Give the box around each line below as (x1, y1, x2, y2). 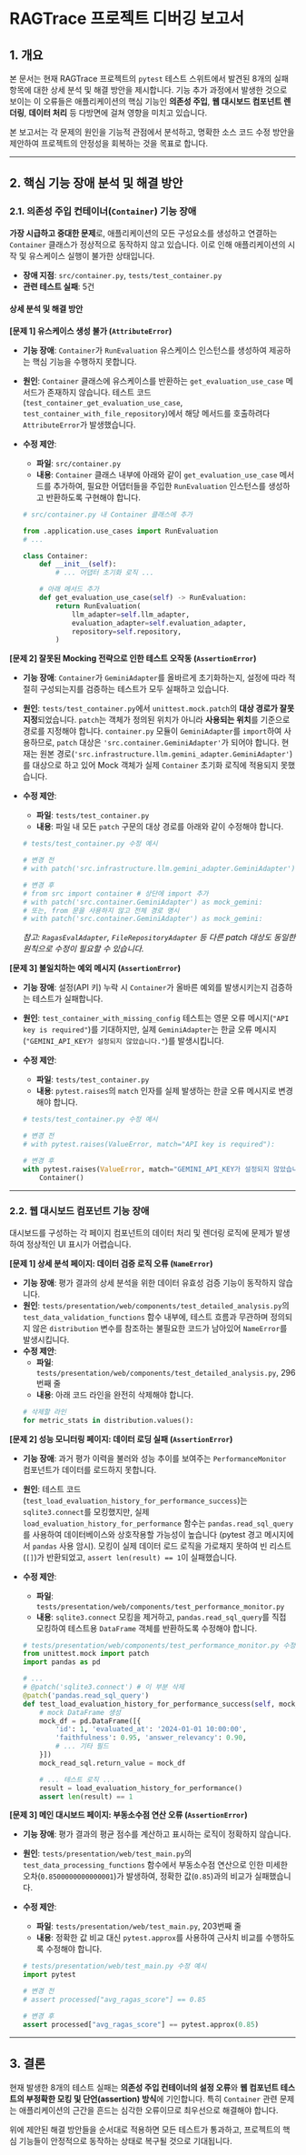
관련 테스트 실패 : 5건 (22, 281, 95, 292)
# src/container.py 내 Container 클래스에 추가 (22, 510, 193, 519)
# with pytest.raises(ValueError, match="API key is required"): (22, 1140, 275, 1149)
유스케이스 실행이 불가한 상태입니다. (28, 250, 155, 261)
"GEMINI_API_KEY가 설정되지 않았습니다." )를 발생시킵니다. (25, 1036, 224, 1047)
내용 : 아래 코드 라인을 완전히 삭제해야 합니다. (35, 1388, 194, 1400)
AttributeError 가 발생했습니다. (22, 419, 136, 430)
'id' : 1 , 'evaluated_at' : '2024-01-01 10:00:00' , (55, 1725, 247, 1734)
